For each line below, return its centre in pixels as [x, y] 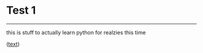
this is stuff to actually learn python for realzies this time [76, 32]
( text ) [13, 44]
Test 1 [21, 10]
